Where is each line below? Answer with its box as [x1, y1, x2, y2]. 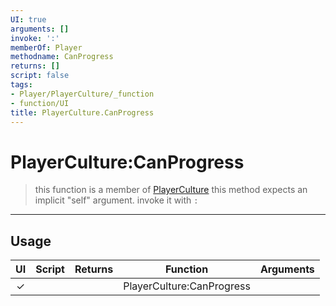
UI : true [10, 14, 47, 25]
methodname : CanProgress [10, 52, 114, 62]
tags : [10, 80, 33, 90]
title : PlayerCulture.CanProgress [10, 107, 155, 118]
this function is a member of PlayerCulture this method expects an [34, 184, 308, 196]
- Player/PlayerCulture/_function [10, 89, 155, 99]
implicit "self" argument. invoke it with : [34, 194, 199, 206]
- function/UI [10, 98, 70, 108]
